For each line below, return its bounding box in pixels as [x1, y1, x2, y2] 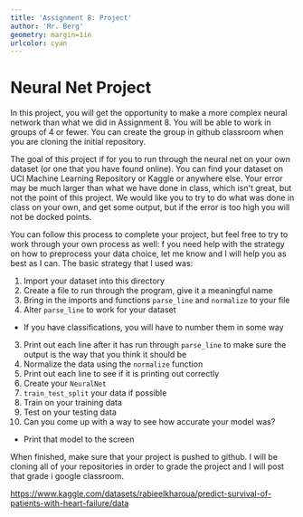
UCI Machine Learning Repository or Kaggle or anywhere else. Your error [10, 173, 283, 184]
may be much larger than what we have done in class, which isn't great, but [10, 183, 292, 194]
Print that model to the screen [23, 434, 135, 445]
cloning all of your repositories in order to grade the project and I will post [10, 461, 284, 472]
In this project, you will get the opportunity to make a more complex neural [10, 108, 288, 119]
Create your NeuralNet [23, 378, 107, 389]
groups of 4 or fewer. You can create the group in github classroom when [10, 127, 284, 138]
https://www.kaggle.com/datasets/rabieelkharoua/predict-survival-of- [10, 488, 272, 499]
